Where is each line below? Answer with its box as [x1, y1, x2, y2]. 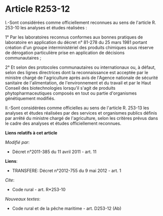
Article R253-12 [5, 3, 70, 15]
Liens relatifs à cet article [5, 130, 58, 136]
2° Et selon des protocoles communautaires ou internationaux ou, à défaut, [5, 64, 156, 70]
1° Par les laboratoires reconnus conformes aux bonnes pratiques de [5, 34, 143, 40]
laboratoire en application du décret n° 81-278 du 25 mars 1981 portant [5, 39, 147, 45]
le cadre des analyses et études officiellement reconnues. [5, 120, 122, 126]
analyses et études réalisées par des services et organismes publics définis [5, 110, 157, 116]
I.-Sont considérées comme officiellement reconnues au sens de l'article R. [5, 20, 156, 25]
